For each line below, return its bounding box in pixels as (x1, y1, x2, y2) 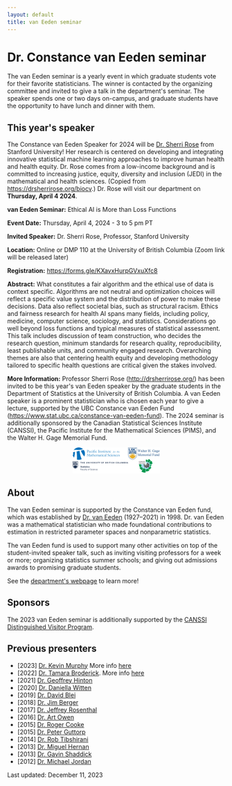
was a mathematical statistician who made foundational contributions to (7, 520, 213, 528)
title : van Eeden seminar (7, 18, 82, 26)
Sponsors (7, 597, 50, 609)
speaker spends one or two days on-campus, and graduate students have (7, 94, 219, 103)
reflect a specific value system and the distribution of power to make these (7, 295, 221, 303)
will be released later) (7, 253, 69, 262)
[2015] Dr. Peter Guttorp (17, 728, 86, 736)
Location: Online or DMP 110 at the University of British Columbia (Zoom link (7, 246, 225, 254)
